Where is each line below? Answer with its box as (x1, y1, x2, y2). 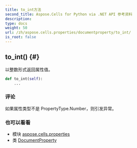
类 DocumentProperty (12, 137, 57, 143)
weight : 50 (5, 26, 28, 30)
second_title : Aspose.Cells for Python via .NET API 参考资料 (5, 12, 133, 17)
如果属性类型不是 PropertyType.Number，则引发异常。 (5, 105, 117, 111)
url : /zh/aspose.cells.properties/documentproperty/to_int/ (5, 30, 132, 35)
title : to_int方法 (5, 7, 41, 12)
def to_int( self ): (5, 76, 43, 81)
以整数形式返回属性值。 (5, 66, 53, 72)
